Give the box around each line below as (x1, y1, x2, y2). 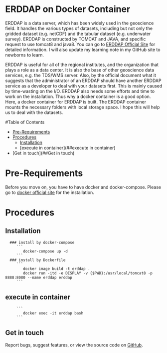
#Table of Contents (5, 119, 45, 125)
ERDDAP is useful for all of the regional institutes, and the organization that (5, 61, 159, 67)
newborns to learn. (5, 51, 44, 58)
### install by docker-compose (9, 240, 75, 245)
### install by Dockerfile (9, 257, 66, 262)
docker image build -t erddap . (23, 266, 91, 271)
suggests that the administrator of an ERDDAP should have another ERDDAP (5, 77, 162, 83)
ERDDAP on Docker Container (5, 3, 131, 15)
